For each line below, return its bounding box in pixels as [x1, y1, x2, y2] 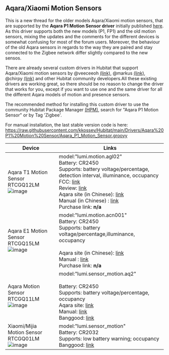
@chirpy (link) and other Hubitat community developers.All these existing [5, 75, 157, 81]
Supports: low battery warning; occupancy [58, 335, 159, 342]
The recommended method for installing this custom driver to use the [5, 101, 149, 107]
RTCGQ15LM [8, 240, 40, 247]
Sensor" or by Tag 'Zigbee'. [5, 112, 62, 118]
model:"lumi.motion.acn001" [58, 211, 127, 218]
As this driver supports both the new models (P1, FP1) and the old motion [5, 28, 156, 34]
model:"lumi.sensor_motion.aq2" [58, 270, 137, 277]
